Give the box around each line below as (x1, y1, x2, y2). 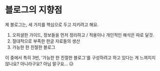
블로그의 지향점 (5, 4, 62, 16)
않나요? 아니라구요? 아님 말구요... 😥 (5, 61, 74, 67)
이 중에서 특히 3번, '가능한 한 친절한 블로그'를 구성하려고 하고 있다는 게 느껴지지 (5, 54, 156, 60)
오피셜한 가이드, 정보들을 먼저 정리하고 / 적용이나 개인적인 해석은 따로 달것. (12, 32, 155, 38)
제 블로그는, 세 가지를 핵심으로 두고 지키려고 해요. (5, 22, 99, 27)
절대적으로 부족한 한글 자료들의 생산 (12, 38, 80, 44)
